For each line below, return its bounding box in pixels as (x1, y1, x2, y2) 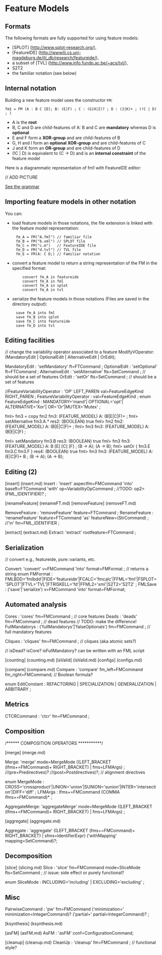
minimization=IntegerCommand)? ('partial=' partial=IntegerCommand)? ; (5, 911, 149, 917)
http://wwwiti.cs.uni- (40, 49, 81, 55)
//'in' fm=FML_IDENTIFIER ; (5, 520, 59, 526)
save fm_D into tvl (15, 323, 55, 328)
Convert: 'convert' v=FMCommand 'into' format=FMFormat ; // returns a (5, 566, 148, 572)
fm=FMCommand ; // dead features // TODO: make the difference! (5, 618, 137, 624)
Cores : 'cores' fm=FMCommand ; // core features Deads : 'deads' (5, 613, 137, 619)
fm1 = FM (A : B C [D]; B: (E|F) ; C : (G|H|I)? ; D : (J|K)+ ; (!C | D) (5, 106, 157, 112)
